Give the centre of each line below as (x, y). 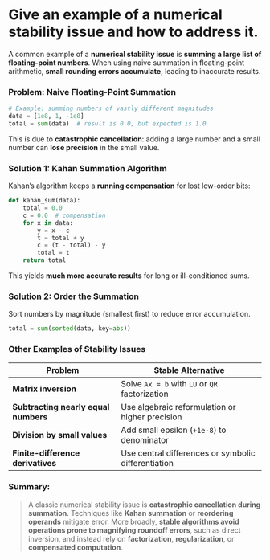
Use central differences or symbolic (188, 453)
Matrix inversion (44, 389)
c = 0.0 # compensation (64, 215)
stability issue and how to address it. (133, 32)
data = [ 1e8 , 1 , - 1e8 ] (46, 116)
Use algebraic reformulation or (178, 407)
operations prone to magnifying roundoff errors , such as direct (134, 530)
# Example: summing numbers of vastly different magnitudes (111, 109)
